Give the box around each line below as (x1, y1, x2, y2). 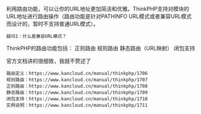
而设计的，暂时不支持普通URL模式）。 (6, 20, 99, 27)
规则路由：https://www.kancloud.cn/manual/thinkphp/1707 (6, 77, 148, 83)
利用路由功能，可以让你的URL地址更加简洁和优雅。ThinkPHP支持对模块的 (6, 5, 190, 12)
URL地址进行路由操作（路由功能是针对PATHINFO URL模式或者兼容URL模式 (6, 13, 192, 20)
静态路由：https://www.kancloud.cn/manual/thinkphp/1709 (6, 89, 148, 95)
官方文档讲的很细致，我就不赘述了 (6, 58, 91, 64)
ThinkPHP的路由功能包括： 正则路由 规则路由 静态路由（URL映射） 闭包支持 (6, 44, 196, 52)
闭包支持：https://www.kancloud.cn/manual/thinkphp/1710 (6, 96, 148, 102)
